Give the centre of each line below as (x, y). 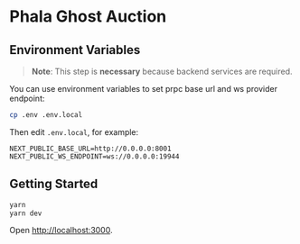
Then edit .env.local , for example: (74, 131)
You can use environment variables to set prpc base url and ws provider (144, 89)
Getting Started (54, 184)
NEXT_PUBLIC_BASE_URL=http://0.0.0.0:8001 (90, 149)
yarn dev (26, 213)
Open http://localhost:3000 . (61, 230)
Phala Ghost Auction (88, 17)
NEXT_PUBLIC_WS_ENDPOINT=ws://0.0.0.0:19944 (94, 156)
